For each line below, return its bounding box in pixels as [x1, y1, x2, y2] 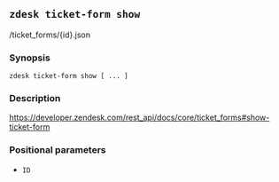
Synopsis [9, 51, 50, 64]
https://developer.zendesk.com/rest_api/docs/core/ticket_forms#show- [9, 112, 270, 123]
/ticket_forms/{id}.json [9, 29, 91, 40]
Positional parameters [9, 144, 106, 156]
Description [9, 92, 61, 105]
